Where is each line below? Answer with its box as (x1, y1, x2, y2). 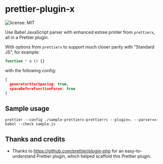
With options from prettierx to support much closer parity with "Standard (5, 44, 155, 50)
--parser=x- (134, 117, 159, 122)
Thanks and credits (5, 135, 65, 143)
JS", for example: (5, 49, 40, 55)
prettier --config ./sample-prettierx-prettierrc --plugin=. (5, 117, 133, 122)
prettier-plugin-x (5, 3, 75, 15)
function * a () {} (5, 58, 45, 63)
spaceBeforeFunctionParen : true (9, 86, 76, 91)
